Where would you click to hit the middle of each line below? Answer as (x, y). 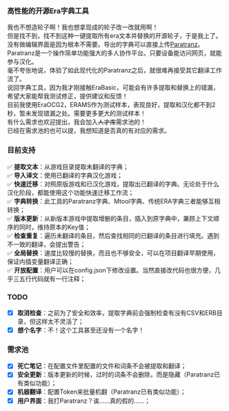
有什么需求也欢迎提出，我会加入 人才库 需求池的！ (77, 122)
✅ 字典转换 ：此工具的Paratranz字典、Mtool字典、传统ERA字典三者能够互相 (114, 201)
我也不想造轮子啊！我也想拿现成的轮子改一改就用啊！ (83, 27)
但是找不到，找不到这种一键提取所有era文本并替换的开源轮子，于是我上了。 (114, 36)
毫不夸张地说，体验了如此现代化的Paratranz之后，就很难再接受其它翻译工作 (114, 70)
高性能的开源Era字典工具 (48, 10)
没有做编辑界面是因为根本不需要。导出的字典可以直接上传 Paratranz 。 (106, 44)
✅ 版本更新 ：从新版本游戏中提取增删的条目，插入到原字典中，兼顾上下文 (110, 218)
